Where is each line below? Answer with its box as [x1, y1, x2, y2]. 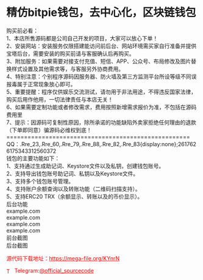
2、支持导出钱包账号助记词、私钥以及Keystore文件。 [6, 169, 139, 177]
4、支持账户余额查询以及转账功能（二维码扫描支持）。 [6, 185, 141, 193]
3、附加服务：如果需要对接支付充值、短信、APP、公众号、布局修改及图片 [6, 57, 191, 65]
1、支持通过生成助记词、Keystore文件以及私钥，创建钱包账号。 [6, 162, 165, 169]
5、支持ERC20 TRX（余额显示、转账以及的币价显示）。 [6, 193, 143, 200]
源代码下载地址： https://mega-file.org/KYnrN [6, 254, 120, 262]
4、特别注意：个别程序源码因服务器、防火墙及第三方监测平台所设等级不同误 [6, 73, 197, 80]
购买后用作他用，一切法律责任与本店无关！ [6, 95, 113, 103]
